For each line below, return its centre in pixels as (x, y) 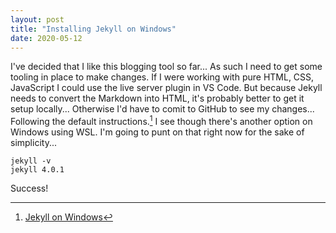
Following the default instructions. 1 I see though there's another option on (161, 121)
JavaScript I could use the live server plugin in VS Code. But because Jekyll (166, 88)
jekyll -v (31, 161)
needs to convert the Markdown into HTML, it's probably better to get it (157, 98)
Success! (29, 188)
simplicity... (33, 143)
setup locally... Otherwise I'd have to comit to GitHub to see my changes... (162, 109)
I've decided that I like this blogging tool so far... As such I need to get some (166, 67)
